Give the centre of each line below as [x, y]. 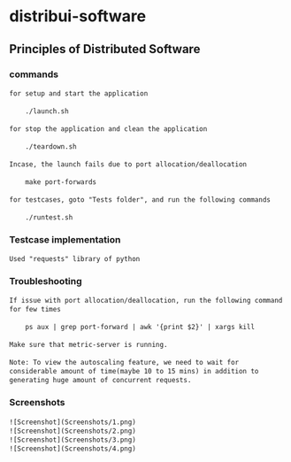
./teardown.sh [51, 146]
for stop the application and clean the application [108, 129]
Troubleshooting [46, 281]
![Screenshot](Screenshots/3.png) [73, 440]
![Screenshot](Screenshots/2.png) [73, 431]
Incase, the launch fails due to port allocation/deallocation [128, 164]
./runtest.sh [49, 217]
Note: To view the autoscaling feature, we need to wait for [124, 363]
